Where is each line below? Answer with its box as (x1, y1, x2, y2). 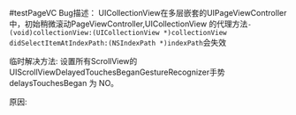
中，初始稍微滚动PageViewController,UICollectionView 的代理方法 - (9, 18, 252, 29)
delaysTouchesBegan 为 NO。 (9, 78, 119, 88)
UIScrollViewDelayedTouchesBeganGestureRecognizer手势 (9, 67, 225, 77)
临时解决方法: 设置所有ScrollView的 (9, 56, 138, 66)
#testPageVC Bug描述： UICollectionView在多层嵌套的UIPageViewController (9, 8, 287, 18)
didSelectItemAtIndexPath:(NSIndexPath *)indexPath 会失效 (9, 38, 227, 47)
